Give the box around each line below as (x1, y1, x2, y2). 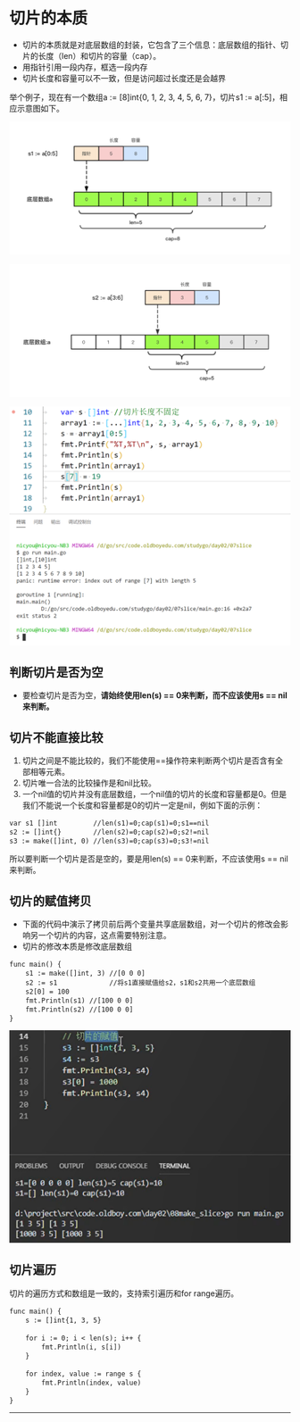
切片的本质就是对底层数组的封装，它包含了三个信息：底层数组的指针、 (21, 39, 281, 50)
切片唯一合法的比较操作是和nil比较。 (21, 778, 156, 788)
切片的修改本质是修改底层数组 (21, 941, 132, 952)
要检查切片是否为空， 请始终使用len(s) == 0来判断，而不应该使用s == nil (21, 690, 287, 701)
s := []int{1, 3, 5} (25, 1316, 102, 1325)
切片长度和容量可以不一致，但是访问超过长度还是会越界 (21, 72, 226, 83)
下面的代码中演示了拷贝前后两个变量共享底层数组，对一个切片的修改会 (21, 919, 281, 929)
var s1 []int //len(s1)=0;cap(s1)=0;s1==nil (9, 819, 210, 828)
